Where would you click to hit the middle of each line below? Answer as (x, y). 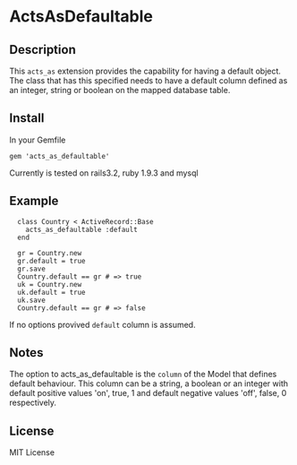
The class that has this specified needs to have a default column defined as (148, 81)
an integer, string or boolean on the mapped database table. (120, 90)
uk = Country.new (50, 284)
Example (34, 201)
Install (27, 118)
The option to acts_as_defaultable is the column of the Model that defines (143, 375)
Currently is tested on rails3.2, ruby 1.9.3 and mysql (104, 173)
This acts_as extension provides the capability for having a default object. (145, 71)
